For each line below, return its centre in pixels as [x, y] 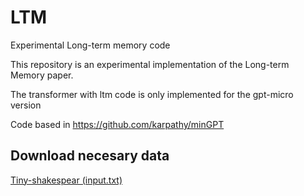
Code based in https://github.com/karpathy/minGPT [117, 124]
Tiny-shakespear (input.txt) [66, 180]
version [26, 105]
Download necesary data [90, 156]
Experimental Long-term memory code [90, 45]
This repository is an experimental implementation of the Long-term [150, 64]
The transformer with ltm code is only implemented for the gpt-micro [152, 94]
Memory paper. [42, 75]
